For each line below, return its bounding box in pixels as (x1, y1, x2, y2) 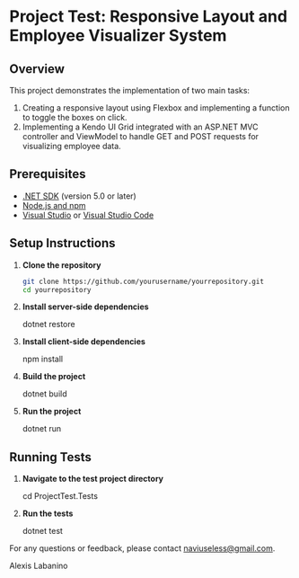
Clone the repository (22, 259, 101, 271)
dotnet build (22, 388, 67, 399)
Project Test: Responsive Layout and (9, 6, 288, 27)
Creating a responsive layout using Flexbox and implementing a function (22, 102, 290, 113)
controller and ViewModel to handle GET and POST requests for (22, 131, 259, 141)
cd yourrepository (22, 285, 92, 294)
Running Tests (9, 449, 92, 465)
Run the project (22, 406, 82, 417)
